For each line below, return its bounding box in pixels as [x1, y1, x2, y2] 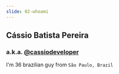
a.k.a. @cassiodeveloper [6, 48, 80, 56]
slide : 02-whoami [6, 8, 49, 15]
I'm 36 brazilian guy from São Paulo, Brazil [6, 61, 114, 68]
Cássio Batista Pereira [6, 31, 89, 41]
